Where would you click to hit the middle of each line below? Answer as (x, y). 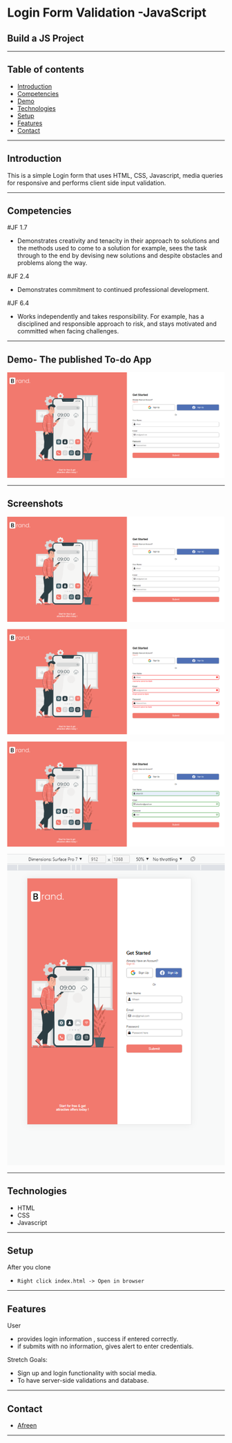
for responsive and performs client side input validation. (87, 183)
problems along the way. (52, 263)
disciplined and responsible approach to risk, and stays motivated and (117, 324)
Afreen (27, 1426)
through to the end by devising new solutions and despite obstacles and (119, 256)
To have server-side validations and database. (83, 1381)
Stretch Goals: (28, 1360)
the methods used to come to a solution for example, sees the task (112, 248)
